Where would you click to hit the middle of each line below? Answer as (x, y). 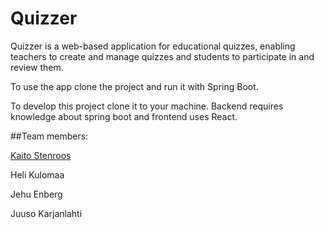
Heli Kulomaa (37, 174)
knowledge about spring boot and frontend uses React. (124, 116)
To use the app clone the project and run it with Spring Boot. (134, 86)
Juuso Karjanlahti (46, 213)
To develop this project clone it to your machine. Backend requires (147, 106)
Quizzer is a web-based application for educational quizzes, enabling (153, 46)
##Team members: (49, 136)
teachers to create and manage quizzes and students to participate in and (162, 56)
